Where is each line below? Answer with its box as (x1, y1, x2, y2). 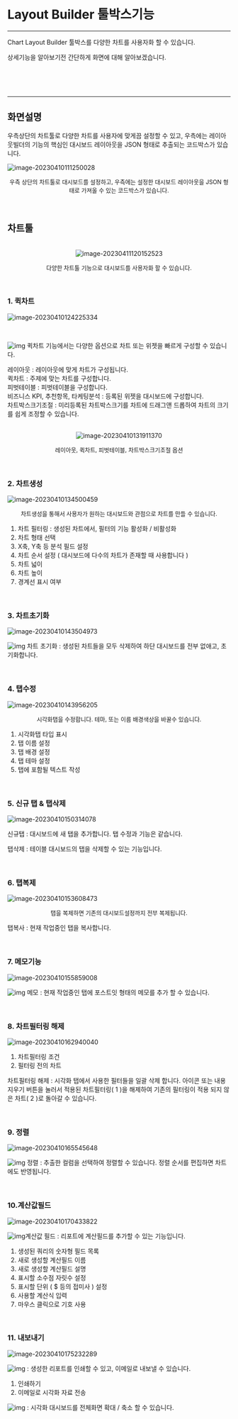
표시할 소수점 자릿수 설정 (17, 1273, 86, 1281)
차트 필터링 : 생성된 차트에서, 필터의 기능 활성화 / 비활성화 (17, 525, 177, 533)
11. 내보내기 (7, 1333, 45, 1343)
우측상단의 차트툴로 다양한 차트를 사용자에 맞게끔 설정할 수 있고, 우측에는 (7, 131, 208, 140)
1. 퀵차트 (7, 296, 35, 306)
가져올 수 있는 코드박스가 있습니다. (81, 186, 169, 194)
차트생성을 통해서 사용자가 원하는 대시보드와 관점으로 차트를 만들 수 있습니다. (21, 510, 217, 518)
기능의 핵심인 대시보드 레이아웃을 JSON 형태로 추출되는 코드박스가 (31, 140, 216, 149)
